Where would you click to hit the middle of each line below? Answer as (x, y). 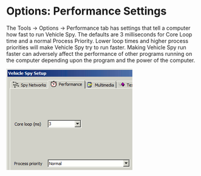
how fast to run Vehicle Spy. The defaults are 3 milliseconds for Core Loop (99, 34)
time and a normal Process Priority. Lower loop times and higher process (97, 41)
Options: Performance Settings (87, 11)
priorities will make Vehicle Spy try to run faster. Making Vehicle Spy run (96, 47)
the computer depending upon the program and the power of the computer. (101, 60)
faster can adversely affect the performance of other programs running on (99, 53)
